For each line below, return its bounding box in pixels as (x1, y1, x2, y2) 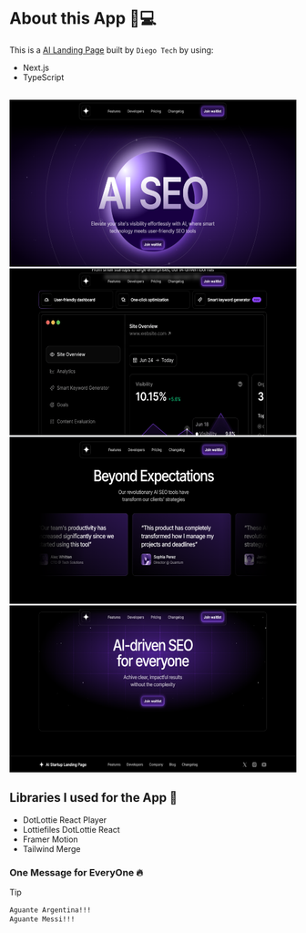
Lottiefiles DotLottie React (22, 824, 120, 835)
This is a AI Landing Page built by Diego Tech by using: (9, 44, 214, 56)
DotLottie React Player (22, 814, 107, 825)
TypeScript (22, 71, 65, 83)
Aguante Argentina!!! (9, 906, 92, 915)
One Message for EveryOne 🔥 (9, 866, 144, 878)
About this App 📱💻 (9, 8, 157, 29)
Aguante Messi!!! (9, 915, 76, 924)
